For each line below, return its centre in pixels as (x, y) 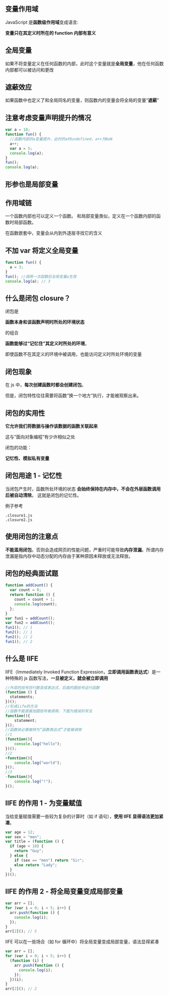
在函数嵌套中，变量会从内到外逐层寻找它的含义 (54, 233)
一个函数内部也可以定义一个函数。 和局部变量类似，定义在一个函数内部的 (81, 216)
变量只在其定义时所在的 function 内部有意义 (51, 33)
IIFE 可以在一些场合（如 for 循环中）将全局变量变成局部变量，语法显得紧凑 (82, 942)
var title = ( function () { (35, 842)
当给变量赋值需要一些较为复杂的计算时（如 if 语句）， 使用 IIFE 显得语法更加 (82, 816)
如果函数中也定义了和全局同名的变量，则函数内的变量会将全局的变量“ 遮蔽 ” (82, 100)
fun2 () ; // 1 (19, 633)
